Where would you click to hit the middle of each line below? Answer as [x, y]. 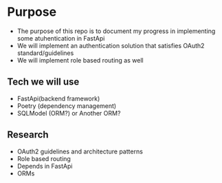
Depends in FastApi [45, 166]
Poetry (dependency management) [67, 106]
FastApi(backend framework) [58, 98]
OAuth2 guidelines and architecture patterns [80, 151]
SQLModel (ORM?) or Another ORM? [69, 113]
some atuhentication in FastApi [61, 38]
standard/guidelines [45, 53]
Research [28, 135]
